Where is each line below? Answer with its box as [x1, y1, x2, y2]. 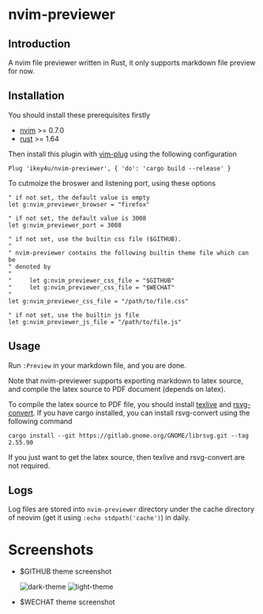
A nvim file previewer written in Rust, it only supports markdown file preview [8, 58, 256, 67]
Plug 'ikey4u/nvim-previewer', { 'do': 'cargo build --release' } [8, 164, 231, 172]
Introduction [8, 37, 71, 51]
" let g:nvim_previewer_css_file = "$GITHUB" [8, 277, 175, 284]
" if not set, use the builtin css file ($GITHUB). [8, 235, 182, 243]
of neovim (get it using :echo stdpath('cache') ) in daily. [8, 513, 191, 522]
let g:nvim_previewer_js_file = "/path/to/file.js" [8, 318, 182, 326]
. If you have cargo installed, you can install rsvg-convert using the [32, 408, 250, 417]
